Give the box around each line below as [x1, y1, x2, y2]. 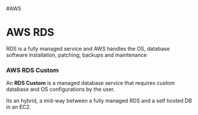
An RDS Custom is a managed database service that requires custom [6, 80, 176, 87]
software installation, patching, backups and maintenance [6, 51, 147, 58]
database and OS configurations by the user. [6, 86, 115, 93]
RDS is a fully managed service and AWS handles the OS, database [6, 45, 170, 52]
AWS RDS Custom [6, 66, 59, 74]
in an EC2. [6, 103, 31, 111]
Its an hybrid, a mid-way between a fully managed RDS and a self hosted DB [6, 97, 192, 104]
